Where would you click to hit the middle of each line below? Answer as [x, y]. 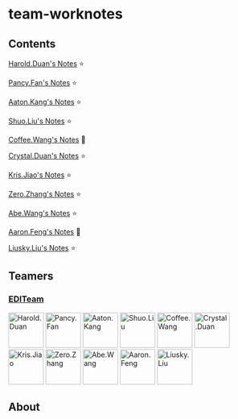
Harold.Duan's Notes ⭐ [46, 64]
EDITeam [26, 299]
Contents [32, 44]
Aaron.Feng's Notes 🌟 [45, 232]
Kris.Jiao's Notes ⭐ [40, 175]
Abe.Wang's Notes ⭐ [43, 213]
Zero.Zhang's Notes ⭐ [45, 194]
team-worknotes [66, 14]
